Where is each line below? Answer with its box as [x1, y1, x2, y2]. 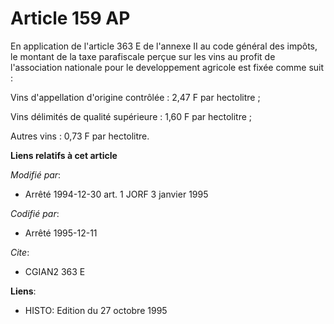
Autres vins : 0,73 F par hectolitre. [10, 130, 150, 142]
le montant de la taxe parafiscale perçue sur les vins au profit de [10, 50, 276, 62]
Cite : [10, 246, 30, 258]
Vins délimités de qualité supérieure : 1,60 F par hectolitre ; [10, 110, 253, 122]
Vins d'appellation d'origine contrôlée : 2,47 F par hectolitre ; [10, 91, 261, 103]
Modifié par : [10, 168, 62, 181]
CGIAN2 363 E [24, 265, 86, 277]
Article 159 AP [10, 7, 131, 30]
